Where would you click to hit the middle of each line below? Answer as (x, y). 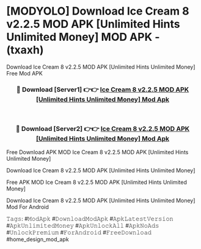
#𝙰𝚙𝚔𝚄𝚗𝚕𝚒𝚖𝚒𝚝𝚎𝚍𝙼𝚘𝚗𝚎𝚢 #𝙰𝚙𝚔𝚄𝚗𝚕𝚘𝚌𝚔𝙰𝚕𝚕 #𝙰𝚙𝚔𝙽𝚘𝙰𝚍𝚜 (83, 225)
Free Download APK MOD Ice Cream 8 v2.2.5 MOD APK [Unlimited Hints (97, 152)
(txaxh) (25, 50)
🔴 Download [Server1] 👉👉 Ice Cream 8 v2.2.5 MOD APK (103, 89)
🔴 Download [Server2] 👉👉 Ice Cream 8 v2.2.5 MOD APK (103, 129)
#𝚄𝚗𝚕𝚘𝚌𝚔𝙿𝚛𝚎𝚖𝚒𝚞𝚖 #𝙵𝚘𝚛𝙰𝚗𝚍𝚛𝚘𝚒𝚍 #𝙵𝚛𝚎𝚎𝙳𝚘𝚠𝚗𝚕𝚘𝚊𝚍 (79, 232)
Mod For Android (27, 207)
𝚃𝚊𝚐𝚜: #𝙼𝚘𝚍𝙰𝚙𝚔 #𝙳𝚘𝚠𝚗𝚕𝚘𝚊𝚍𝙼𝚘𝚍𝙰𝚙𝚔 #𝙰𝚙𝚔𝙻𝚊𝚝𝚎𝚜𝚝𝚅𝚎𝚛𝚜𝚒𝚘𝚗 (90, 219)
